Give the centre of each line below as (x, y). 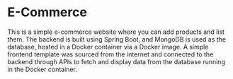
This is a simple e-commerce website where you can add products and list (116, 32)
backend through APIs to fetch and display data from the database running (116, 61)
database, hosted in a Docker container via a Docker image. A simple (108, 47)
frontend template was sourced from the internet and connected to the (110, 54)
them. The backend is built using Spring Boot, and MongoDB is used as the (117, 39)
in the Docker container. (42, 69)
